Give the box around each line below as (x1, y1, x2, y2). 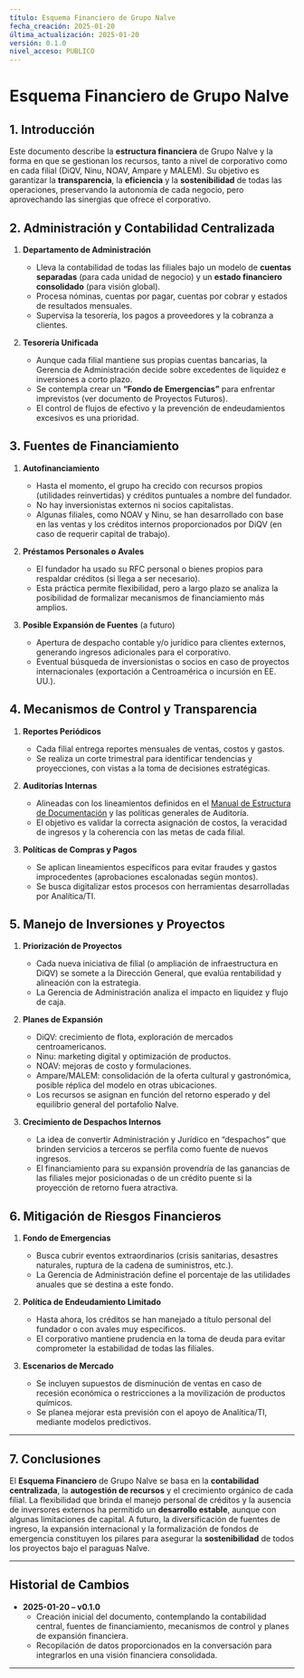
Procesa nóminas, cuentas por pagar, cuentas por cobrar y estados (35, 291, 288, 302)
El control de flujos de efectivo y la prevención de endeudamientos (35, 402, 286, 413)
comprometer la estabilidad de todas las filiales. (35, 1343, 214, 1354)
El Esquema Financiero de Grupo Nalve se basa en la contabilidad (9, 1475, 260, 1486)
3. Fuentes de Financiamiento (9, 438, 179, 454)
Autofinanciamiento (22, 463, 100, 474)
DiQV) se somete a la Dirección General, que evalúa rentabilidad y (35, 968, 282, 979)
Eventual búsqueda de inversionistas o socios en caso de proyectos (35, 656, 290, 666)
